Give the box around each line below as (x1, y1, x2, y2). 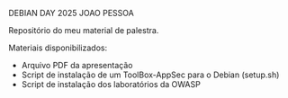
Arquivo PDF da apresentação (21, 60, 133, 70)
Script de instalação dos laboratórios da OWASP (21, 79, 202, 89)
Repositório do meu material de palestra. (8, 25, 159, 35)
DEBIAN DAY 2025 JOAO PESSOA (8, 8, 134, 18)
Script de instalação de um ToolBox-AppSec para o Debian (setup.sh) (21, 69, 280, 80)
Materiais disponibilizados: (8, 42, 108, 53)
